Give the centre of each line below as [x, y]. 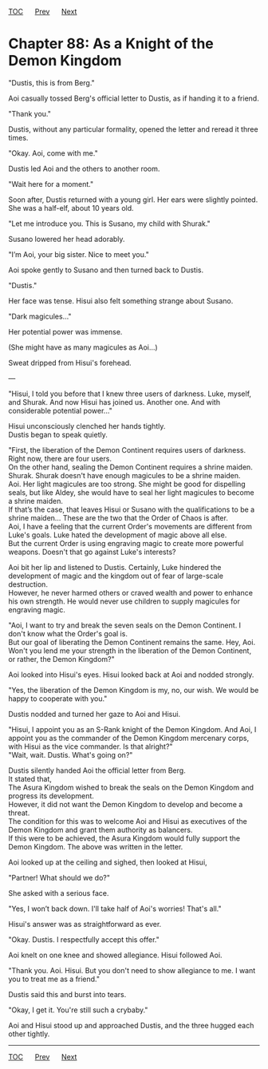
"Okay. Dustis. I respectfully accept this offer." [84, 939]
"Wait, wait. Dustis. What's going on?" [71, 754]
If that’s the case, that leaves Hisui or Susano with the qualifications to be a [132, 509]
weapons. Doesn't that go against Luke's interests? [92, 552]
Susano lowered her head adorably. [67, 239]
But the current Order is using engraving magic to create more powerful [126, 543]
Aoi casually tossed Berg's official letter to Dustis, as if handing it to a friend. [134, 98]
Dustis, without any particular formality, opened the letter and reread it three [133, 129]
